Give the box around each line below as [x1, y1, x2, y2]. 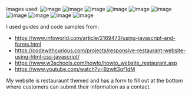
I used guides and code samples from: [6, 23, 99, 30]
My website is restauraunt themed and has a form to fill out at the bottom [6, 77, 184, 84]
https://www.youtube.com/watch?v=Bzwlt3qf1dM [14, 66, 135, 73]
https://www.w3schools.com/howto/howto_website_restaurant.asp [14, 59, 178, 66]
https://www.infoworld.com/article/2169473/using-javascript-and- [14, 35, 176, 41]
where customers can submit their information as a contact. [6, 83, 151, 90]
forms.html [14, 41, 41, 48]
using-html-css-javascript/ [14, 53, 80, 60]
